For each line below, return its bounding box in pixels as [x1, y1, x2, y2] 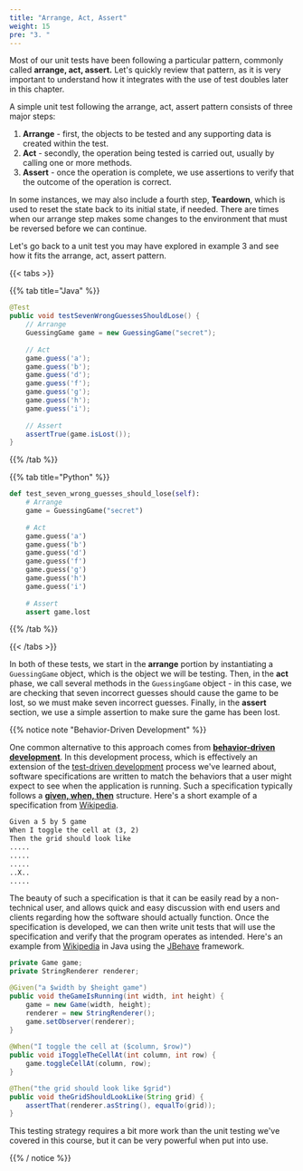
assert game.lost [25, 607, 91, 616]
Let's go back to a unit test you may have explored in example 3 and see [9, 241, 279, 252]
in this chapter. [9, 83, 65, 95]
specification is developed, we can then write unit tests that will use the [9, 922, 276, 933]
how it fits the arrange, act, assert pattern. [9, 250, 167, 261]
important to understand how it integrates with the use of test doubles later [9, 74, 289, 85]
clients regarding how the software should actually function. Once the [9, 912, 270, 923]
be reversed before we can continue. [9, 223, 147, 234]
